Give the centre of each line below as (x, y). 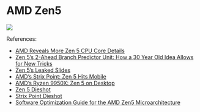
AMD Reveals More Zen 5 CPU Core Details (70, 51)
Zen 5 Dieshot (33, 89)
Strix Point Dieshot (39, 96)
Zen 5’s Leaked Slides (43, 70)
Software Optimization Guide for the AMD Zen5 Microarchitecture (98, 102)
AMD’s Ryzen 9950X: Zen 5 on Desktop (65, 83)
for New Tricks (34, 63)
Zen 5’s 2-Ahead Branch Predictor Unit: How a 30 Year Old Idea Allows (104, 57)
